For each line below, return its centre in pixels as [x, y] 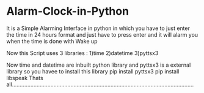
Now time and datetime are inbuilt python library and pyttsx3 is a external [99, 65]
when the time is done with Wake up [52, 41]
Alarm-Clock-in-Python [68, 11]
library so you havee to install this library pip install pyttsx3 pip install [93, 71]
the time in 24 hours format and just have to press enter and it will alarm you [102, 34]
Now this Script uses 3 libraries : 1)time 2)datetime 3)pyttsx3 [82, 53]
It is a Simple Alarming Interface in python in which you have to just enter [98, 28]
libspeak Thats [25, 78]
